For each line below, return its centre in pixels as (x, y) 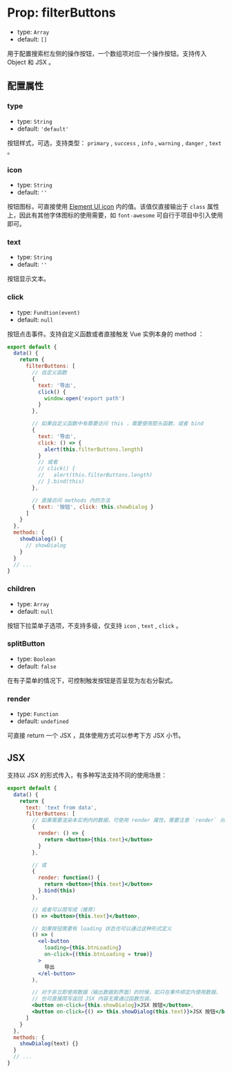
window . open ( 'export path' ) (85, 398)
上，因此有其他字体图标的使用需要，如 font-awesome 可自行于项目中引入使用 (115, 215)
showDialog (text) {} (49, 1044)
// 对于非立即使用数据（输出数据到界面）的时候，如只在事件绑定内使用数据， (126, 992)
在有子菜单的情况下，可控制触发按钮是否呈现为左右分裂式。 (92, 680)
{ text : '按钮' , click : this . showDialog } (93, 507)
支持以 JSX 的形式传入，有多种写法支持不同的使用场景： (87, 775)
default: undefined (43, 721)
